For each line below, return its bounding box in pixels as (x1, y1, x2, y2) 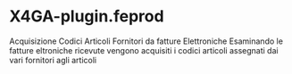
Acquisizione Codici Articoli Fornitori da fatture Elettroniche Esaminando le (9, 36, 284, 46)
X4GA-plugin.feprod (9, 6, 164, 27)
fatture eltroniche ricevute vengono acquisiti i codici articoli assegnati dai (9, 45, 279, 55)
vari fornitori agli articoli (9, 54, 96, 65)
